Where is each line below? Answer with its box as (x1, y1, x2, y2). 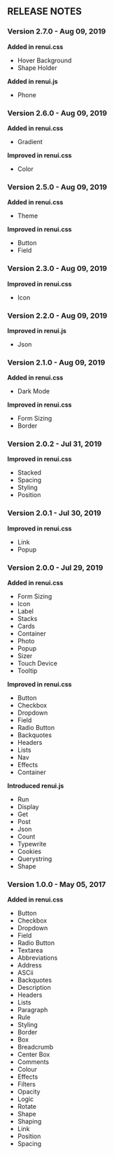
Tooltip (17, 666, 38, 675)
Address (17, 961, 42, 969)
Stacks (17, 615, 38, 623)
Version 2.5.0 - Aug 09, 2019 (7, 182, 107, 192)
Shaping (17, 1117, 42, 1126)
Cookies (17, 847, 42, 856)
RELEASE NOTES (7, 6, 83, 17)
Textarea (17, 946, 43, 955)
